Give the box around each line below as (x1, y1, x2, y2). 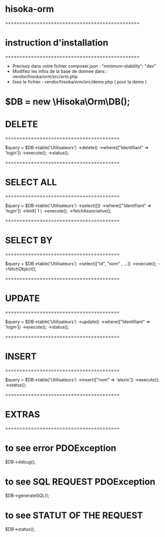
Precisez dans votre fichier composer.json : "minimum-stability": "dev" (12, 63, 157, 69)
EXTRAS (5, 409, 41, 420)
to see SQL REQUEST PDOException (5, 476, 156, 487)
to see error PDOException (5, 442, 117, 454)
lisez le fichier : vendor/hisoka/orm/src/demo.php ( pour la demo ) (12, 79, 147, 84)
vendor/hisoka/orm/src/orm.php (12, 73, 78, 80)
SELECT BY (5, 235, 53, 246)
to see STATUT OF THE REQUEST (5, 510, 143, 521)
